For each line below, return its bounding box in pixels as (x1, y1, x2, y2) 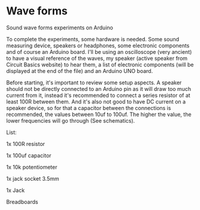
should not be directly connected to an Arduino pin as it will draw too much (6, 85, 192, 92)
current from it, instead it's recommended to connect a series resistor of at (6, 92, 190, 99)
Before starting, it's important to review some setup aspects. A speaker (6, 79, 182, 86)
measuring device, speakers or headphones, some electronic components (6, 42, 190, 49)
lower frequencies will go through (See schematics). (6, 117, 135, 124)
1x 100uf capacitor (6, 151, 52, 159)
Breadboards (6, 198, 38, 205)
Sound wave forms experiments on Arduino (6, 24, 114, 31)
